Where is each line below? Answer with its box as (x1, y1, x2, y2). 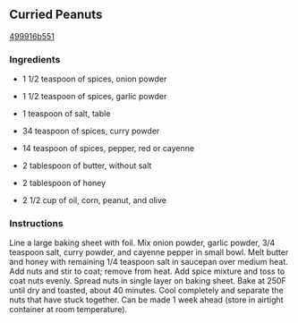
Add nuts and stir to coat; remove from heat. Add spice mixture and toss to (9, 266, 285, 276)
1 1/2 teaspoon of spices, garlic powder (21, 91, 167, 102)
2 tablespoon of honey (21, 178, 106, 189)
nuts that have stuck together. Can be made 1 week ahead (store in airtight (9, 294, 284, 305)
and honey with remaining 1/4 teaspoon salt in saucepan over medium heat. (9, 257, 288, 268)
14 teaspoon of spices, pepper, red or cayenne (21, 143, 195, 154)
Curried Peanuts (9, 7, 103, 22)
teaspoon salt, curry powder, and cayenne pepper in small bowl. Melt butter (9, 247, 289, 258)
